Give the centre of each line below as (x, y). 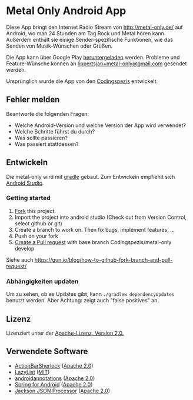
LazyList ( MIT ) (32, 372)
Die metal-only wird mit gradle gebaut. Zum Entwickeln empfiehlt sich (91, 176)
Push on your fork (36, 236)
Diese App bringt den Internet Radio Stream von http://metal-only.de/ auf (95, 27)
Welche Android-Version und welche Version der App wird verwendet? (100, 125)
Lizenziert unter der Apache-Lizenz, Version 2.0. (65, 333)
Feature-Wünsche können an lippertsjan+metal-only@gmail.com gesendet (96, 64)
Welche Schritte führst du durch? (55, 131)
